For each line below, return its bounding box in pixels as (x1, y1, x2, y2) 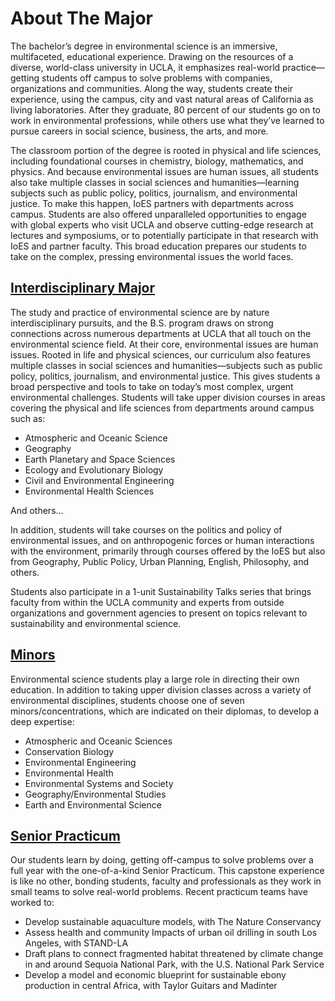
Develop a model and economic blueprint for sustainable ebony (24, 969, 287, 981)
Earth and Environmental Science (24, 798, 162, 811)
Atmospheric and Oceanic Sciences (24, 735, 173, 747)
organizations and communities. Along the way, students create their (10, 82, 294, 94)
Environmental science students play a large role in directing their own (10, 673, 300, 685)
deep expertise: (10, 715, 75, 727)
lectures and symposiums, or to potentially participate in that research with (10, 229, 319, 241)
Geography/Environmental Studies (24, 788, 167, 800)
